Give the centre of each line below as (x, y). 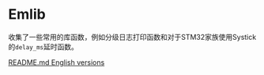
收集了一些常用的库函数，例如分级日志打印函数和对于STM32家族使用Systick (132, 37)
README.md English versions (57, 62)
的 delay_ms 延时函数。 (43, 46)
